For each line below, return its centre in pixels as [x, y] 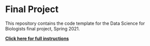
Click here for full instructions [37, 38]
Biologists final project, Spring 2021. [43, 28]
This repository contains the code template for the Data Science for [75, 23]
